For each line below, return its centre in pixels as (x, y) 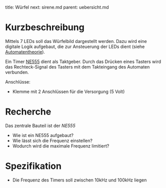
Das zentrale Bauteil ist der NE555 (40, 125)
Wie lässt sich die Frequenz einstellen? (52, 140)
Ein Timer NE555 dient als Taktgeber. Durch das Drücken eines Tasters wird (83, 61)
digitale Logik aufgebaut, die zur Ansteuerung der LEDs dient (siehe (75, 46)
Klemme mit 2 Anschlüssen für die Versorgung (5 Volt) (68, 91)
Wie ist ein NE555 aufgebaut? (43, 135)
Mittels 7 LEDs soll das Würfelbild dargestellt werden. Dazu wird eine (76, 41)
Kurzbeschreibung (45, 27)
